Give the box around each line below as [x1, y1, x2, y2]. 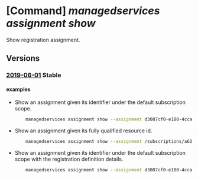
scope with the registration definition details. [14, 155, 124, 163]
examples [6, 86, 31, 93]
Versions [6, 53, 40, 63]
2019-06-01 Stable [6, 71, 61, 79]
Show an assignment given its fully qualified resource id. [14, 127, 152, 134]
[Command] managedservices [6, 4, 160, 18]
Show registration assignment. [6, 36, 80, 43]
